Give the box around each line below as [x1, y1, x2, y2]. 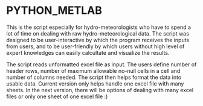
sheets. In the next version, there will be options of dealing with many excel [6, 86, 194, 93]
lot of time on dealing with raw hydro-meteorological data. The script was [6, 30, 189, 37]
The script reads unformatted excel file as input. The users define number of [6, 61, 197, 68]
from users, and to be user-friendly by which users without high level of [6, 43, 185, 50]
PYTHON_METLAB [6, 4, 103, 17]
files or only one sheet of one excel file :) [6, 93, 108, 100]
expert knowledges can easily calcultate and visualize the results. [6, 49, 170, 56]
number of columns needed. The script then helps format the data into [6, 73, 182, 81]
